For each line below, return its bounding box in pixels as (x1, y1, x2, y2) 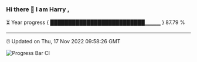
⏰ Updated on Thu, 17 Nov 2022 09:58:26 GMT (6, 38, 121, 45)
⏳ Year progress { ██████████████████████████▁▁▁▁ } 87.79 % (6, 19, 185, 26)
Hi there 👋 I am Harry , (6, 5, 70, 13)
